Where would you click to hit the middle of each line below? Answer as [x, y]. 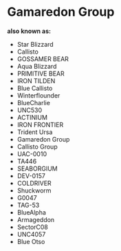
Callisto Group [37, 146]
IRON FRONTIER [40, 124]
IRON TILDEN [36, 80]
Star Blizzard [35, 44]
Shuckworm [34, 190]
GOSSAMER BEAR [43, 58]
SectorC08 [32, 227]
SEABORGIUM [37, 168]
